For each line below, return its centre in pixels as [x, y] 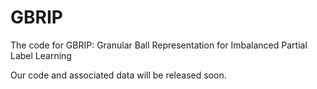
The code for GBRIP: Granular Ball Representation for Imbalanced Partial [159, 45]
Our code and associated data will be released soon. [118, 75]
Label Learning [41, 55]
